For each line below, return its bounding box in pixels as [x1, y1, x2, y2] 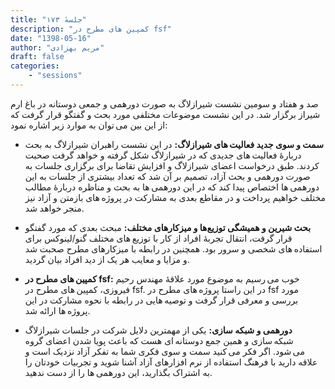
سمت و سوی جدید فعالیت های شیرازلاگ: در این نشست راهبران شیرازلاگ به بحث [24, 138, 324, 150]
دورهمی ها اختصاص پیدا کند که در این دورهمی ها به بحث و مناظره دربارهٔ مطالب [24, 181, 320, 193]
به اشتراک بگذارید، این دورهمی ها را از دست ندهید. [24, 366, 213, 378]
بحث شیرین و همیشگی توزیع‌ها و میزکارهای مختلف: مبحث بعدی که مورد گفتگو [24, 221, 312, 233]
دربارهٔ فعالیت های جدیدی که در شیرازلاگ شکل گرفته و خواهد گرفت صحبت [24, 149, 302, 161]
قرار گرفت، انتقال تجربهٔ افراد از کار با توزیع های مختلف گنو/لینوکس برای [24, 232, 293, 244]
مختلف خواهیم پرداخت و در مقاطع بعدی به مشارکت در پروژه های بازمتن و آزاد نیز [24, 191, 326, 203]
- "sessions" [28, 71, 83, 81]
